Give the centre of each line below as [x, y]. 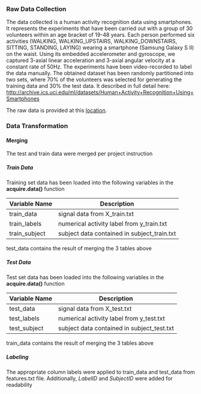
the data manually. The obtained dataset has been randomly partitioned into [100, 73]
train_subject [28, 233]
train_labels [25, 224]
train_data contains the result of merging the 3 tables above [80, 343]
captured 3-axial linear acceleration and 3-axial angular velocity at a [91, 60]
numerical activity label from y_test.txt [111, 319]
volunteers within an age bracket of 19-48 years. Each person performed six [100, 35]
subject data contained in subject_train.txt [117, 233]
